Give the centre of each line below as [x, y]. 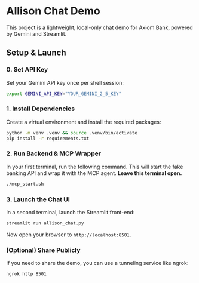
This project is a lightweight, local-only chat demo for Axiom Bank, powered [99, 27]
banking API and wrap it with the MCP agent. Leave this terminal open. [94, 173]
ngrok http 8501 [26, 274]
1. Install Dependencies [41, 109]
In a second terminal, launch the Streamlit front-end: [71, 213]
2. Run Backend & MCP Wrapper [54, 153]
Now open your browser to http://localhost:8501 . [69, 235]
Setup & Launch [36, 53]
